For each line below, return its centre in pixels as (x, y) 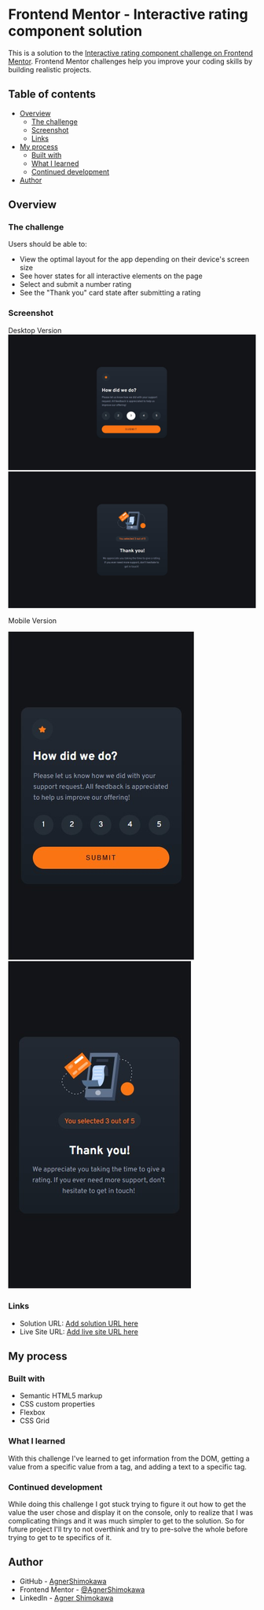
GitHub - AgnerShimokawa (63, 1581)
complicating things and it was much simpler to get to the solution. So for (126, 1521)
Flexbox (32, 1413)
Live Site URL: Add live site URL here (79, 1331)
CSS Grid (34, 1421)
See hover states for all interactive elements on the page (111, 276)
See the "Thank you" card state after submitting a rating (110, 293)
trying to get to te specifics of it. (60, 1537)
